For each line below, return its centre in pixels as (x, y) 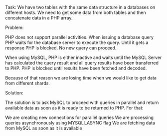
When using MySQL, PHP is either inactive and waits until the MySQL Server (83, 57)
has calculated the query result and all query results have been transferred (82, 63)
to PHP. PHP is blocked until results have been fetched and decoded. (76, 68)
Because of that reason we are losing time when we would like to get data (81, 78)
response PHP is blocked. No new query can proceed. (61, 48)
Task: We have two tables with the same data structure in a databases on (80, 7)
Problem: (14, 27)
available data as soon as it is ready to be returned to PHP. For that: (74, 108)
